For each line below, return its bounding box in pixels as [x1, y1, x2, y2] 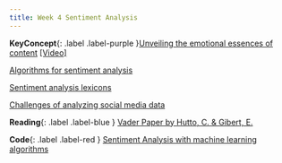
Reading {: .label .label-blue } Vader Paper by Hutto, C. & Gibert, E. [9, 116, 253, 127]
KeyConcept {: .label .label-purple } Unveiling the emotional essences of [9, 38, 273, 48]
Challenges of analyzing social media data [9, 99, 166, 110]
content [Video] [9, 47, 67, 58]
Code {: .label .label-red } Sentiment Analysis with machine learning [9, 133, 258, 144]
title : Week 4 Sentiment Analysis [9, 13, 139, 22]
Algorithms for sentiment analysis [9, 64, 133, 75]
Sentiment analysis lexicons [9, 81, 112, 92]
